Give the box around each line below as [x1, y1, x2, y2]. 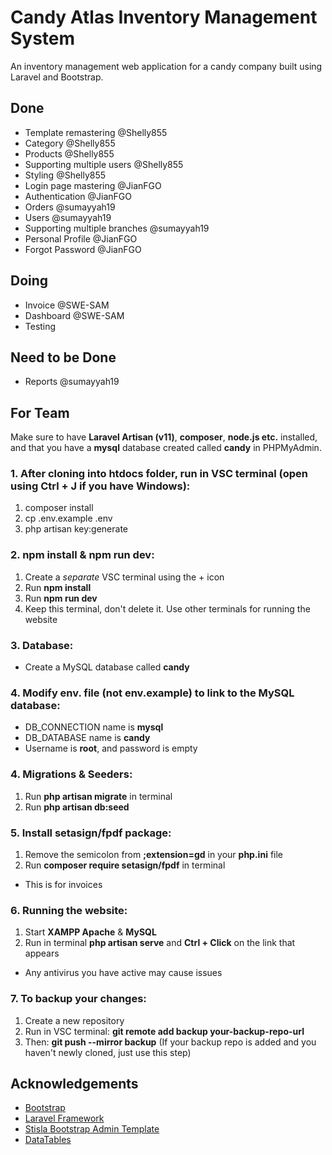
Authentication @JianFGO [24, 190, 133, 202]
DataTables [24, 1134, 72, 1146]
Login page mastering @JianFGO [24, 179, 162, 191]
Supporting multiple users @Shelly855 [24, 158, 184, 170]
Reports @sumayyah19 [24, 376, 120, 388]
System [10, 27, 76, 50]
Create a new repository [24, 1014, 125, 1026]
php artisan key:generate [24, 523, 129, 535]
